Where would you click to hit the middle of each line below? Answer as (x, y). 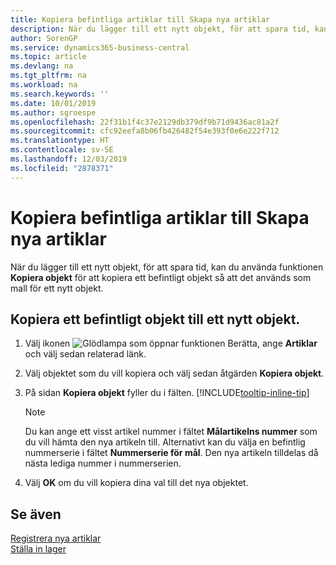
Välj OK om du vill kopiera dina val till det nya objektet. (136, 483)
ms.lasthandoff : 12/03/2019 (69, 159)
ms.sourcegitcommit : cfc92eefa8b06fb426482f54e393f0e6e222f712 (145, 131)
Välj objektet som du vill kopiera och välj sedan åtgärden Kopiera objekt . (174, 373)
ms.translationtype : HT (60, 141)
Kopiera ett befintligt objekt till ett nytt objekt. (155, 319)
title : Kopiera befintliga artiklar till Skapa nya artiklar (140, 19)
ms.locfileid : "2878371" (62, 168)
